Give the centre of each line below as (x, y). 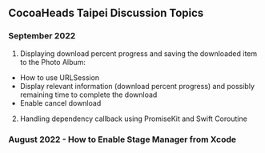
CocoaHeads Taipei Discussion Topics (106, 13)
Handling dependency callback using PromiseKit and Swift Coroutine (134, 119)
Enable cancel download (60, 103)
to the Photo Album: (53, 62)
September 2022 (42, 36)
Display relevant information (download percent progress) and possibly (137, 86)
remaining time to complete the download (88, 95)
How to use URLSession (60, 77)
